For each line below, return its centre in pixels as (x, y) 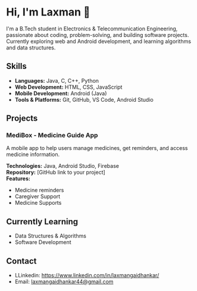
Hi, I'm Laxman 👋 (48, 12)
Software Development (43, 242)
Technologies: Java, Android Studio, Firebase (62, 166)
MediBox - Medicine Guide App (52, 135)
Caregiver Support (37, 196)
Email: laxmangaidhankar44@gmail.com (64, 281)
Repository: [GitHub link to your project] (56, 173)
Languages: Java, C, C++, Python (57, 80)
